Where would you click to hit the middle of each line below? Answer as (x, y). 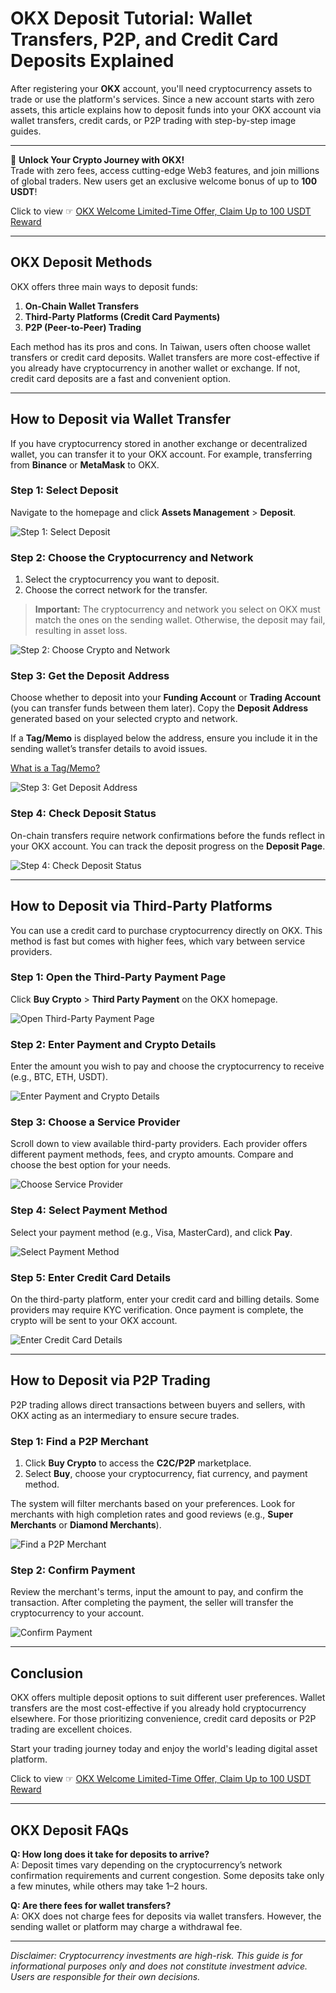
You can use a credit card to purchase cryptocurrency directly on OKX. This (166, 930)
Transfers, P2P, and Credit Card (144, 39)
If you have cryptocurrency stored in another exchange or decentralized (159, 443)
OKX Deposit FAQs (69, 1830)
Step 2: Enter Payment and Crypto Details (113, 1044)
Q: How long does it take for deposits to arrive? (110, 1854)
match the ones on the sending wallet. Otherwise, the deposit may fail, (180, 620)
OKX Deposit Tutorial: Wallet (131, 18)
